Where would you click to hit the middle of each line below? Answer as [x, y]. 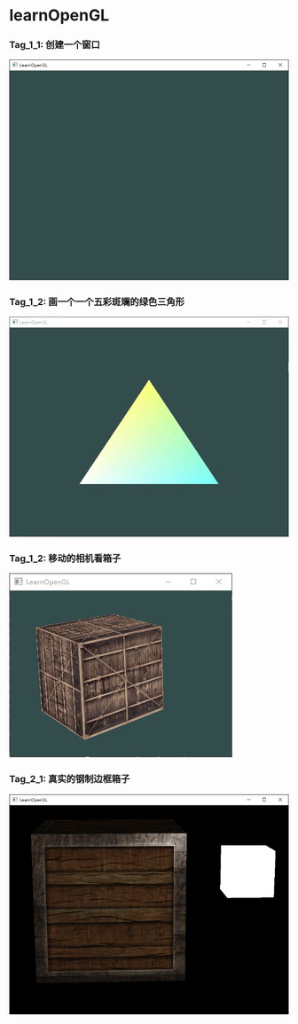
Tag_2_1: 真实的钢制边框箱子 [70, 779]
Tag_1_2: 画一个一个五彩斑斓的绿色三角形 [97, 301]
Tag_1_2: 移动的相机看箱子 [65, 559]
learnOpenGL [59, 16]
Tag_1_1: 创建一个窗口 [55, 45]
